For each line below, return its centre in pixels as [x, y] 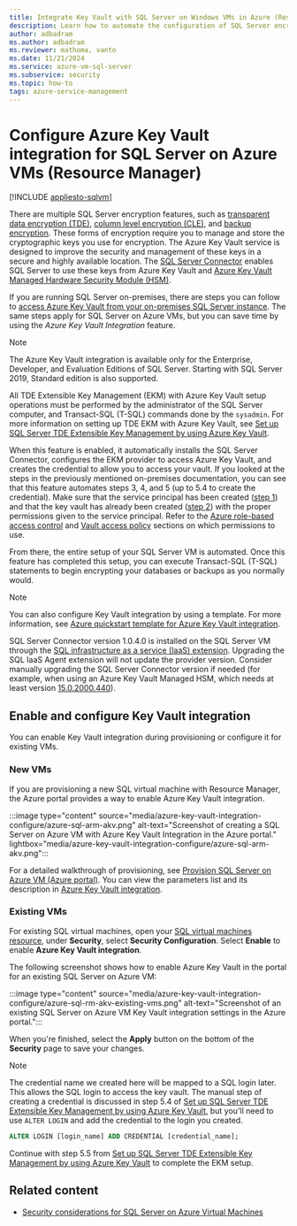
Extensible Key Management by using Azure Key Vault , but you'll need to [141, 1110]
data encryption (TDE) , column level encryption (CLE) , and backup [130, 224]
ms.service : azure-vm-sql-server [71, 67]
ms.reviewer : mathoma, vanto [63, 50]
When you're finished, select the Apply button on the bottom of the [132, 1038]
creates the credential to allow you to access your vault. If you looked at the [147, 469]
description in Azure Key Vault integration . [86, 889]
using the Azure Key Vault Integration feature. [92, 326]
